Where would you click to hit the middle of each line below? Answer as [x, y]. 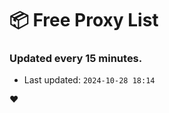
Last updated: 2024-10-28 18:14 [89, 80]
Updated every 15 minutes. [76, 59]
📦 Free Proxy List [84, 20]
